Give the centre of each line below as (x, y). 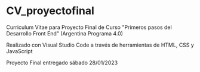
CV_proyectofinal (50, 11)
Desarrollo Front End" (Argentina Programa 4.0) (65, 33)
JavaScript (19, 51)
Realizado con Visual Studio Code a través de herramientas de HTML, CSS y (100, 45)
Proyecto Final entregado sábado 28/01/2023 (62, 63)
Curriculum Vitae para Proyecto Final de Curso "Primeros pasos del (89, 27)
